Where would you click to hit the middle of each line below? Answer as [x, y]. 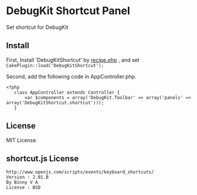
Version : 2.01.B [27, 177]
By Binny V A [22, 183]
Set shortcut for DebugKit [37, 27]
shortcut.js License [42, 158]
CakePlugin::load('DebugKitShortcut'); [55, 65]
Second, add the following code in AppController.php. [71, 76]
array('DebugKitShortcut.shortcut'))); [55, 103]
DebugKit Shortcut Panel [68, 11]
